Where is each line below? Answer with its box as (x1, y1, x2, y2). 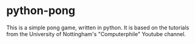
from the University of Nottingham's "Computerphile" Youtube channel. (6, 30, 186, 37)
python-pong (6, 4, 75, 18)
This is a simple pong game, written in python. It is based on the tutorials (6, 24, 189, 31)
